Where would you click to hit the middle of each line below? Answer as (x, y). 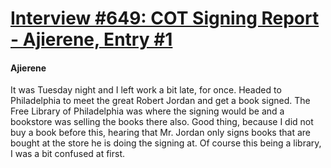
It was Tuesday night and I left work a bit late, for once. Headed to (146, 90)
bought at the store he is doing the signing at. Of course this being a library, (166, 143)
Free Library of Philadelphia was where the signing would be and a (147, 111)
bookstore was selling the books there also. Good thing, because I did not (162, 122)
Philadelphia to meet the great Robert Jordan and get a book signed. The (160, 101)
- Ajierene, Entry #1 (91, 39)
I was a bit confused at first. (68, 154)
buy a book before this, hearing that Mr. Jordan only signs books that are (160, 133)
